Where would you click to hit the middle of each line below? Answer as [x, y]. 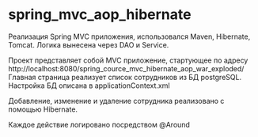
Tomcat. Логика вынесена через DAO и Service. [89, 44]
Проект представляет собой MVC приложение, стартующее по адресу [128, 60]
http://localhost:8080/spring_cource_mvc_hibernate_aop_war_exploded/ [126, 68]
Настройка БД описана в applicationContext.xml [89, 86]
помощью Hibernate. [43, 109]
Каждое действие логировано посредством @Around [99, 124]
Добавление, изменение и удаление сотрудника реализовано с [116, 101]
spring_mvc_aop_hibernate [100, 15]
